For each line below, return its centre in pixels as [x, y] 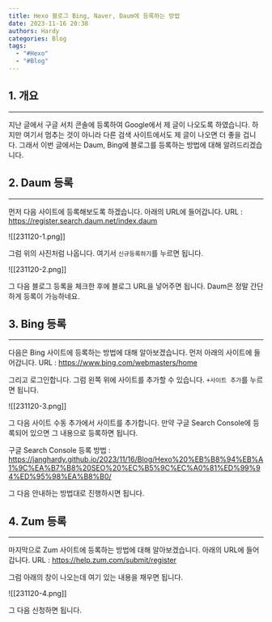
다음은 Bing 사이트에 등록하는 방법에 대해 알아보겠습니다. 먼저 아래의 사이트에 [130, 352]
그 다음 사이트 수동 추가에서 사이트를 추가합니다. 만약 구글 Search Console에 [130, 423]
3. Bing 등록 [37, 324]
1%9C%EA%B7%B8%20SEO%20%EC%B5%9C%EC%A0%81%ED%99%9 [134, 468]
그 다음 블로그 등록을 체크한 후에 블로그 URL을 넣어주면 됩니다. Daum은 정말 [128, 286]
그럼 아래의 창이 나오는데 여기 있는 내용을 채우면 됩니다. [96, 577]
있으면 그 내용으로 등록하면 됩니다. [84, 433]
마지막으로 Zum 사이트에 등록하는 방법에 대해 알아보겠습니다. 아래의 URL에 [126, 550]
